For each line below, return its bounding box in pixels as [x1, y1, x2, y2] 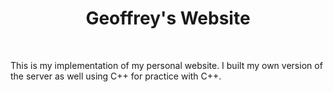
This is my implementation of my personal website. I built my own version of [10, 59, 323, 71]
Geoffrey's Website [85, 7, 251, 30]
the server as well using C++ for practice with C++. [10, 70, 222, 82]
